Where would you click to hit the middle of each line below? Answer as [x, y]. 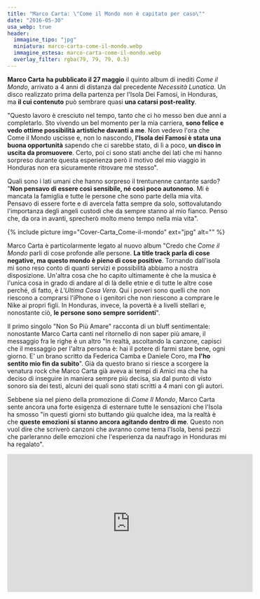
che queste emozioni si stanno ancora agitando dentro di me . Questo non [116, 422]
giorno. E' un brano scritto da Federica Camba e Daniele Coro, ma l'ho [109, 356]
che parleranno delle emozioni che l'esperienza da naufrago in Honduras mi [117, 436]
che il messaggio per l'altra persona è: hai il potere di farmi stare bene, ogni [116, 349]
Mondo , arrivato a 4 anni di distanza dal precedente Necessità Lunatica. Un [117, 87]
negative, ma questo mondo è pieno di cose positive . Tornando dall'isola [114, 260]
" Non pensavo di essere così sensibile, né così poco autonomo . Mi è [108, 188]
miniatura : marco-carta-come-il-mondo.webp [78, 46]
